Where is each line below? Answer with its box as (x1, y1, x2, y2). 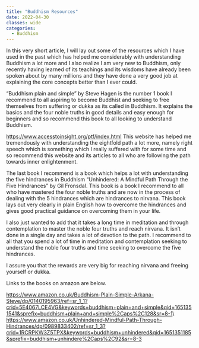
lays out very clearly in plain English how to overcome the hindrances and (6, 201, 187, 208)
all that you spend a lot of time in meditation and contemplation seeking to (6, 238, 187, 245)
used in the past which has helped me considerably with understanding (6, 53, 181, 60)
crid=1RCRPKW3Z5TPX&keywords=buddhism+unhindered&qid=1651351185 (6, 329, 192, 336)
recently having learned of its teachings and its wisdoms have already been (6, 66, 191, 73)
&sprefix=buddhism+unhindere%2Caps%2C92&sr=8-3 (6, 336, 142, 343)
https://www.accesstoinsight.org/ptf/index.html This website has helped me (6, 133, 192, 140)
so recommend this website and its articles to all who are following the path (6, 152, 191, 159)
